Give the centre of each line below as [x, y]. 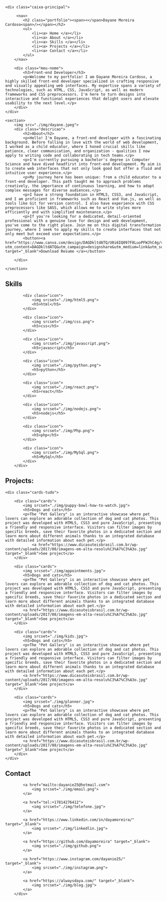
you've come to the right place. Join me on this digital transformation [83, 225]
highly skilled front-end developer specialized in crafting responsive [82, 81]
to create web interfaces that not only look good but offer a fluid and [83, 168]
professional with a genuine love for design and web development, [77, 221]
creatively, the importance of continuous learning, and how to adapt [80, 186]
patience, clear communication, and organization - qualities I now [78, 151]
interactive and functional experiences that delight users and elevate [82, 99]
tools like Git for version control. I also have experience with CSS [80, 203]
